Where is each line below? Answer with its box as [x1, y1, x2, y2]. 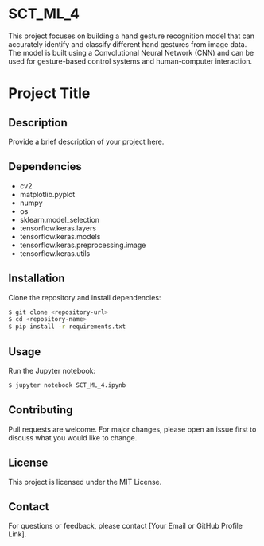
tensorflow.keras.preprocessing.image [19, 240, 146, 250]
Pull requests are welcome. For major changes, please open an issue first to [8, 424, 257, 434]
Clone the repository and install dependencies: [8, 292, 161, 302]
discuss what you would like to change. [8, 432, 138, 442]
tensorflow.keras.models [19, 231, 101, 241]
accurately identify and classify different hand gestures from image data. [8, 39, 247, 48]
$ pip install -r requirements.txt [8, 323, 126, 331]
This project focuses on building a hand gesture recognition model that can [8, 31, 254, 41]
